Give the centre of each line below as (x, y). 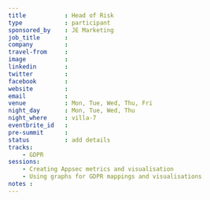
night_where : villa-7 (52, 118)
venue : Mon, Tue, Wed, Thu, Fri (81, 103)
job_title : (38, 37)
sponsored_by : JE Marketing (61, 30)
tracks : (21, 147)
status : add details (59, 140)
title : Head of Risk (61, 15)
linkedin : (38, 67)
